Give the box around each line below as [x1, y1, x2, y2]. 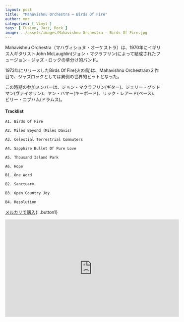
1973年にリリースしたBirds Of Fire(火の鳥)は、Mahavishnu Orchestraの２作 [5, 67, 159, 73]
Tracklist [5, 108, 24, 114]
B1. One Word [5, 173, 32, 178]
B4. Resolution [5, 200, 37, 205]
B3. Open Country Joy [5, 191, 50, 196]
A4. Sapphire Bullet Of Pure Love [5, 146, 77, 151]
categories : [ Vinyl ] [5, 21, 52, 26]
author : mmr [5, 16, 30, 21]
